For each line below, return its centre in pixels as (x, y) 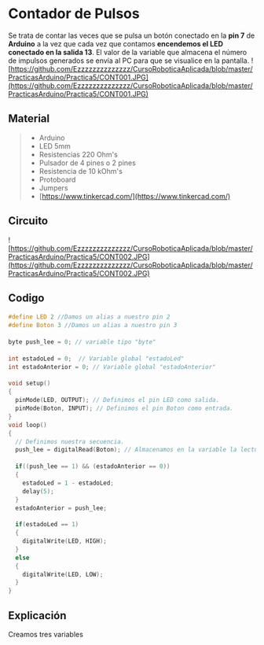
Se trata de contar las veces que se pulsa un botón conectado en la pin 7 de (132, 35)
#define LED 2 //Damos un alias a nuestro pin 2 (89, 317)
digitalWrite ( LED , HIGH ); (65, 541)
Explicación (37, 616)
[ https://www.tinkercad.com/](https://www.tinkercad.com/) (135, 196)
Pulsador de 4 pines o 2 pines (87, 163)
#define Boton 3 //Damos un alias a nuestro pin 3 (93, 326)
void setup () (29, 383)
